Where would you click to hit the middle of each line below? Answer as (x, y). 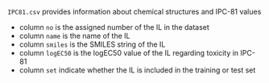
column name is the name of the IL (74, 36)
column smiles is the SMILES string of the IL (92, 44)
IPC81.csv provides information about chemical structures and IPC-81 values (134, 12)
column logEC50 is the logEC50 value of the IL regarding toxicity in (129, 53)
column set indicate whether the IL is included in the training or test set (137, 70)
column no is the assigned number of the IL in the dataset (114, 27)
